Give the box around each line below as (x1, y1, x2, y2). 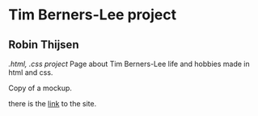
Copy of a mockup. (8, 83, 73, 93)
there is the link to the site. (8, 99, 97, 108)
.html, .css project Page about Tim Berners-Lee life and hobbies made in (8, 59, 250, 68)
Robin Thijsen (8, 38, 79, 52)
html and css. (8, 68, 53, 77)
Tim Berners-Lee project (8, 6, 176, 24)
